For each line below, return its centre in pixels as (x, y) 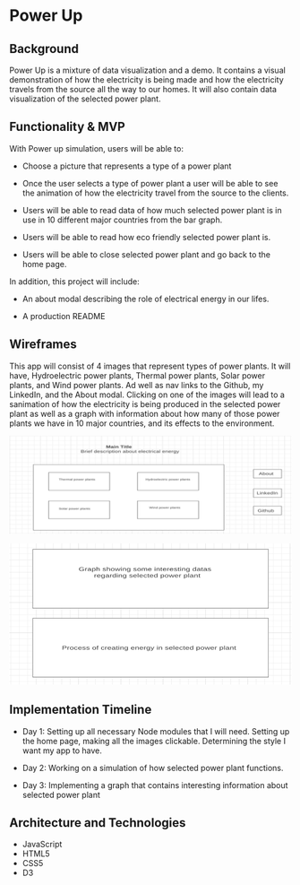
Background (44, 49)
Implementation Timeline (81, 710)
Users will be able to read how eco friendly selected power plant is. (146, 237)
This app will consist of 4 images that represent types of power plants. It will (150, 366)
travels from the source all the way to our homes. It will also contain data (143, 89)
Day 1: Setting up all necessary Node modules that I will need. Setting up (156, 731)
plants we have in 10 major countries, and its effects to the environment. (142, 423)
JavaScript (42, 845)
